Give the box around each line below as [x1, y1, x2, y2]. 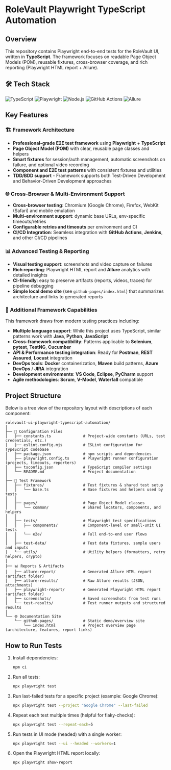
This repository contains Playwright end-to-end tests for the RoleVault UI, [5, 48, 160, 54]
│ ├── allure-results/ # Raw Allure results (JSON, [5, 578, 145, 583]
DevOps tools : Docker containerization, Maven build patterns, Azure [12, 361, 159, 367]
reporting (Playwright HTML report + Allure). [5, 65, 99, 70]
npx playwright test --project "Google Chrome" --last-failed [12, 703, 148, 708]
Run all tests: [12, 674, 40, 680]
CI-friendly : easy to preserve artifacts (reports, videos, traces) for [12, 277, 152, 284]
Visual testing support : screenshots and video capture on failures [12, 261, 153, 267]
